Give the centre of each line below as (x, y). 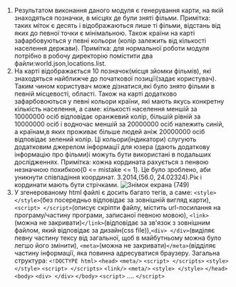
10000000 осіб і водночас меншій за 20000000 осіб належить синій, (119, 124)
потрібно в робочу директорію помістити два (83, 56)
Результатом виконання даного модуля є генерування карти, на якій (119, 10)
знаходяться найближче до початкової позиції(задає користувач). (115, 79)
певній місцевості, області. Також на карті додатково (95, 94)
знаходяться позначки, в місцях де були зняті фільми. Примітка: (112, 18)
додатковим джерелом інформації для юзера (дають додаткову (112, 147)
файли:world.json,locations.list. (60, 63)
